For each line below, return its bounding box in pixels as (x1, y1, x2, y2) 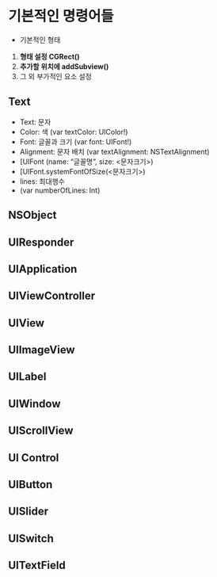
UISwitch (8, 532, 54, 545)
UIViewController (8, 289, 96, 303)
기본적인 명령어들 (8, 7, 114, 25)
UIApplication (8, 262, 78, 276)
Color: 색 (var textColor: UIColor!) (19, 127, 128, 136)
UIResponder (8, 235, 74, 249)
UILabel (8, 370, 47, 384)
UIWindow (8, 397, 61, 411)
